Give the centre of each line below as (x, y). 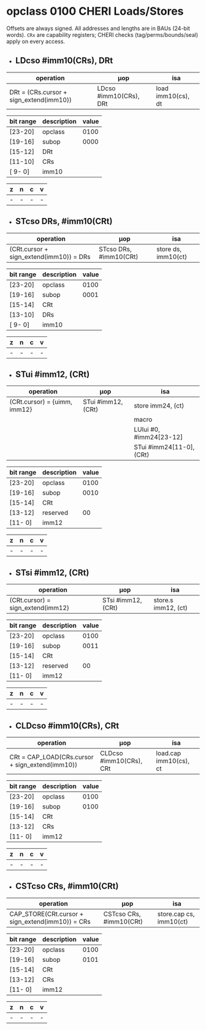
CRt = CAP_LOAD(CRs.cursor (51, 757)
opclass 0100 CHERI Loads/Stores (95, 11)
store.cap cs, (176, 914)
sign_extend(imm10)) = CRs (50, 921)
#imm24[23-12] (158, 437)
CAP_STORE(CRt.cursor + (47, 914)
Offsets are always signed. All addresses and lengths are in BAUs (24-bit (98, 28)
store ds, (169, 249)
